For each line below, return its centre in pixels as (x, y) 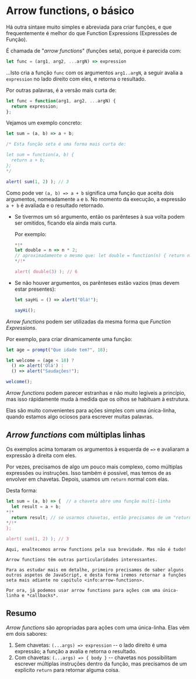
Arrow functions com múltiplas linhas (76, 435)
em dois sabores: (27, 633)
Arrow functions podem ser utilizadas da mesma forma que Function (88, 321)
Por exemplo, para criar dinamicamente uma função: (69, 339)
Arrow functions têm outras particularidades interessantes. (82, 560)
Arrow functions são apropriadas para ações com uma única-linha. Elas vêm (98, 628)
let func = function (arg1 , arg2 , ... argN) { (61, 101)
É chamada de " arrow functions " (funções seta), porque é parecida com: (94, 50)
